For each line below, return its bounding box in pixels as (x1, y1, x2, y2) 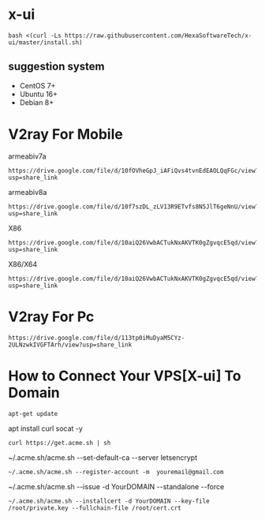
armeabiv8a (8, 187, 47, 196)
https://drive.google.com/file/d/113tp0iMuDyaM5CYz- (8, 334, 185, 342)
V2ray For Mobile (8, 125, 124, 143)
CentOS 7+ (19, 80, 56, 90)
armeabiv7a (8, 152, 47, 161)
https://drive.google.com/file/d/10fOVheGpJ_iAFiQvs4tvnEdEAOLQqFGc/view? (8, 166, 259, 174)
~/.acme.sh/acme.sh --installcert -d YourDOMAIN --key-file (8, 497, 211, 505)
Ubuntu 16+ (19, 89, 58, 99)
